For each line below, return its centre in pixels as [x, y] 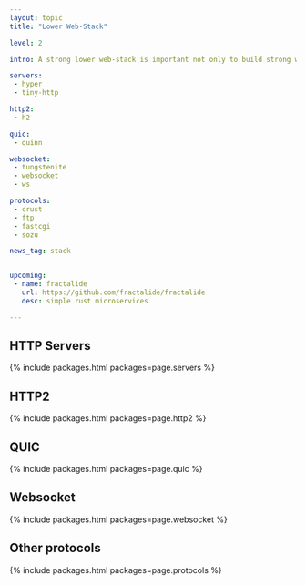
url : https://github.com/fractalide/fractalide [113, 292]
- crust [28, 209]
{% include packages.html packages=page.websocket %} [118, 519]
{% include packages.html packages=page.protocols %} [116, 570]
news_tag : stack [40, 251]
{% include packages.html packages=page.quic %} [106, 469]
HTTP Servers [50, 346]
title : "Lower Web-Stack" [58, 26]
